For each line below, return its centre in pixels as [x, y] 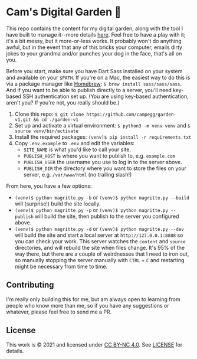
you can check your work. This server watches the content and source [100, 241]
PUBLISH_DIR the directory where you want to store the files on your [105, 168]
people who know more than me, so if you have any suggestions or [88, 305]
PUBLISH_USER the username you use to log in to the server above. [103, 162]
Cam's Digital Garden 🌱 [64, 12]
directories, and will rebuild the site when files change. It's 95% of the [99, 247]
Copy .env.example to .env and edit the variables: [74, 143]
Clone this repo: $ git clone [49, 114]
